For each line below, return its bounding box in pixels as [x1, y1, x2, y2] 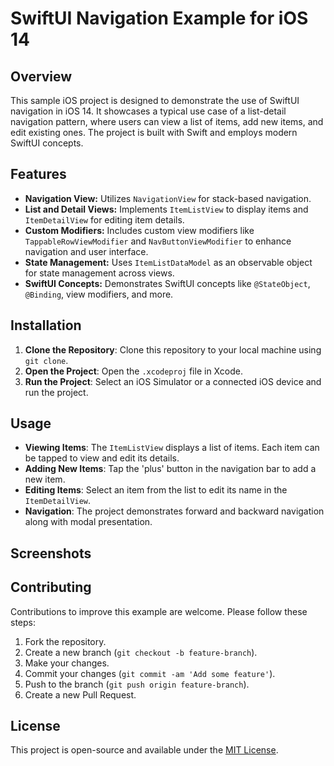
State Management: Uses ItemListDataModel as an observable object [24, 256, 313, 268]
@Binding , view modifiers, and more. [24, 288, 174, 300]
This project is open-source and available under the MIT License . [10, 744, 279, 756]
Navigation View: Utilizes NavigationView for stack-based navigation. [24, 192, 312, 204]
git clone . [24, 354, 69, 366]
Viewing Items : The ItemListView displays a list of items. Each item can [24, 442, 320, 454]
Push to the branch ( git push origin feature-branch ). [24, 678, 250, 690]
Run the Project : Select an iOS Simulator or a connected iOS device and [24, 375, 322, 387]
